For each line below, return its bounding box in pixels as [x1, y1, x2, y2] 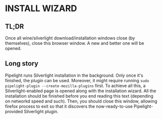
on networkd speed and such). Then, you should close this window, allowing [5, 98, 157, 104]
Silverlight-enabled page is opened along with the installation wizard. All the [5, 88, 156, 94]
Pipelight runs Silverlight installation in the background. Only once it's [5, 72, 144, 78]
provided [5, 108, 23, 114]
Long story [5, 59, 39, 68]
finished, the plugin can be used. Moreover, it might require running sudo [5, 77, 149, 83]
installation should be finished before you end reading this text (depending [5, 93, 154, 99]
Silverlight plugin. [24, 108, 59, 114]
